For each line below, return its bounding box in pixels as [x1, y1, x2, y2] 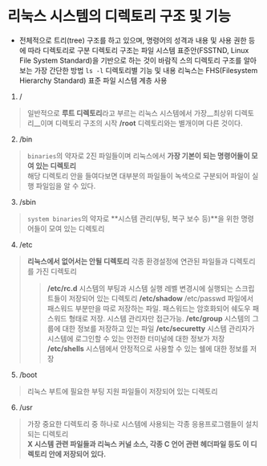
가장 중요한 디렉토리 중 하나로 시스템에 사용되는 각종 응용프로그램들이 [26, 419, 244, 428]
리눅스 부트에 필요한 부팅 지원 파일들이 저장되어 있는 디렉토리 [26, 386, 218, 396]
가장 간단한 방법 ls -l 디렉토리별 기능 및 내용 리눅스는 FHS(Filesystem [34, 65, 258, 75]
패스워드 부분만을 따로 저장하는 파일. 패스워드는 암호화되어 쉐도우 [47, 303, 251, 313]
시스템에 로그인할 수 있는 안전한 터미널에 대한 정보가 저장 [47, 333, 225, 343]
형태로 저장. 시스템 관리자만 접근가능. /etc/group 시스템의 [68, 313, 251, 323]
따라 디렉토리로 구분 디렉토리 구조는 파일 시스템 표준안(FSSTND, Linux [27, 45, 249, 55]
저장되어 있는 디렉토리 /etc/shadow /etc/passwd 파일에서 [68, 293, 254, 303]
